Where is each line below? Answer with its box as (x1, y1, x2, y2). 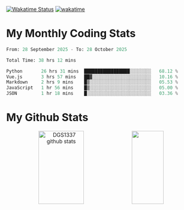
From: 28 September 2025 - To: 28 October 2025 (6, 46, 128, 52)
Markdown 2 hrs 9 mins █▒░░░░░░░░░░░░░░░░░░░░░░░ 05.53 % (6, 79, 179, 85)
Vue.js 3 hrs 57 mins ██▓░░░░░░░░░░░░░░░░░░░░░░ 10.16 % (6, 74, 179, 80)
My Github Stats (6, 111, 89, 124)
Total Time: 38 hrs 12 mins (6, 57, 77, 63)
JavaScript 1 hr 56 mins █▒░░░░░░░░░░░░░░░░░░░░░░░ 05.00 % (6, 85, 179, 91)
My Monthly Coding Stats (6, 27, 136, 40)
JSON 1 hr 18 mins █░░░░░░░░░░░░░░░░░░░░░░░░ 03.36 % (6, 91, 179, 97)
